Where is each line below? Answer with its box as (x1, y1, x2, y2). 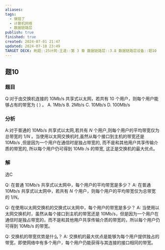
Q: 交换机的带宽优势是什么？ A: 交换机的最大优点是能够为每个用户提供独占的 (5, 233, 160, 239)
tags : (5, 12, 16, 17)
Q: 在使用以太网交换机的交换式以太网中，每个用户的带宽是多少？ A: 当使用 (5, 204, 156, 210)
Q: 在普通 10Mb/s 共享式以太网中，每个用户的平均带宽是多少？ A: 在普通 (5, 182, 151, 188)
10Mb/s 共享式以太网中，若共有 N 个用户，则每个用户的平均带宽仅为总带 (5, 188, 152, 194)
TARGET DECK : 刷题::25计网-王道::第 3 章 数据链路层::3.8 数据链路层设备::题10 (5, 48, 157, 53)
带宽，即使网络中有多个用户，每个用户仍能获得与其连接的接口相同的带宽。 (5, 239, 156, 246)
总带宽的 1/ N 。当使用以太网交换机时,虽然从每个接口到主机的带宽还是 (5, 134, 145, 139)
